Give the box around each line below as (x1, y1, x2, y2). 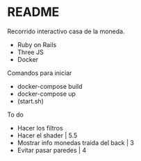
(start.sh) (17, 96, 44, 105)
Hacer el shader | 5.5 (17, 131, 78, 139)
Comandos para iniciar (7, 69, 72, 77)
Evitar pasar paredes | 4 (17, 146, 87, 154)
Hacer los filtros (17, 124, 64, 132)
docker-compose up (17, 90, 76, 98)
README (7, 4, 60, 20)
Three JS (17, 48, 44, 56)
